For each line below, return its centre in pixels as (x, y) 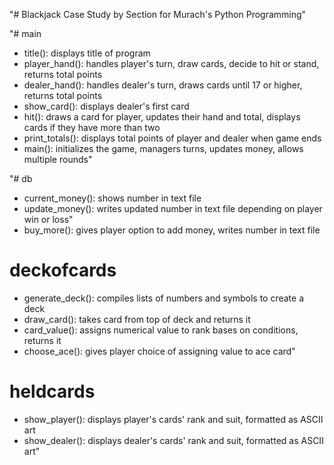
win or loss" (48, 219)
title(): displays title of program (87, 53)
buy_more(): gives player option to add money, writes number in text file (172, 230)
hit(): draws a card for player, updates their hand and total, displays (162, 117)
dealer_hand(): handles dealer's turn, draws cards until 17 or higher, (163, 85)
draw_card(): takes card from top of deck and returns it (137, 319)
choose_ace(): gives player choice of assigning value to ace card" (159, 351)
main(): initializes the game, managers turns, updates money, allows (163, 148)
